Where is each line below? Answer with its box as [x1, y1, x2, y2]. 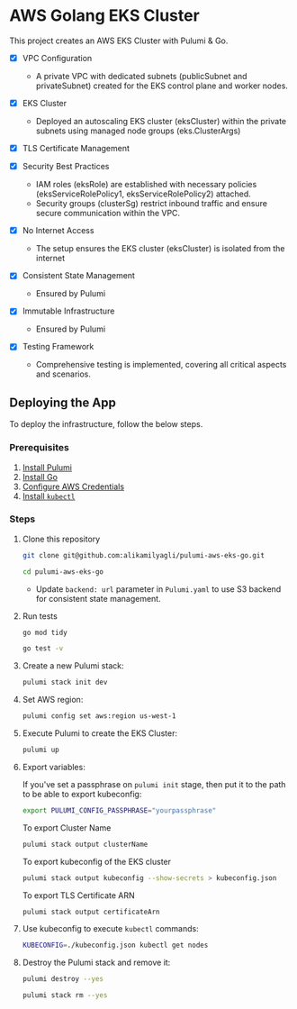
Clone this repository [22, 533, 101, 544]
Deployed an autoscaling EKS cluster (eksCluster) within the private [35, 116, 286, 127]
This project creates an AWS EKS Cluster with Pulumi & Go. [9, 35, 229, 46]
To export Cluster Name [22, 822, 112, 833]
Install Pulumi [22, 461, 72, 473]
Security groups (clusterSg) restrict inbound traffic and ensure [35, 198, 268, 209]
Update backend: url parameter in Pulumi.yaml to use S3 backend [35, 583, 282, 595]
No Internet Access [22, 225, 94, 236]
